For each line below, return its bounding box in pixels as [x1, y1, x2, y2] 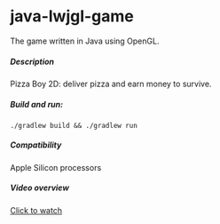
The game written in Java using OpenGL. [10, 36, 160, 46]
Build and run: [10, 99, 64, 109]
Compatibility [10, 140, 62, 150]
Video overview [10, 182, 70, 193]
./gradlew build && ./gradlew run [10, 121, 138, 130]
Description [10, 56, 55, 67]
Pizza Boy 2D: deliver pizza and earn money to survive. [10, 78, 212, 89]
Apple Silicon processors [10, 162, 102, 172]
